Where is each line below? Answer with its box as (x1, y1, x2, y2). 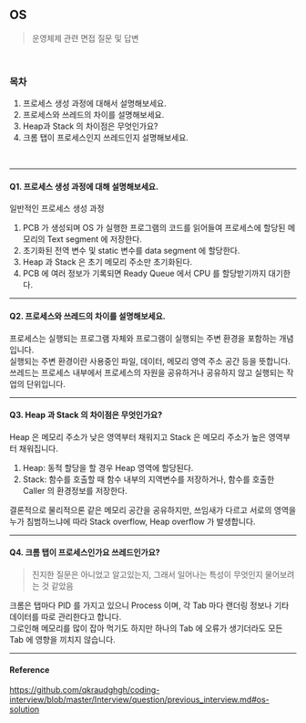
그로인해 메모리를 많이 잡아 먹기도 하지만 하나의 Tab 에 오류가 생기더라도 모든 (9, 623, 283, 634)
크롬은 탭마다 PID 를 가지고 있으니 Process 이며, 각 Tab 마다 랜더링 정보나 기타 (9, 600, 290, 611)
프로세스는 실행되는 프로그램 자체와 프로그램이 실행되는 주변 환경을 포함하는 (9, 332, 278, 343)
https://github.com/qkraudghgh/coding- (9, 685, 160, 696)
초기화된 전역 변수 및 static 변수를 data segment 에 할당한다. (22, 246, 240, 257)
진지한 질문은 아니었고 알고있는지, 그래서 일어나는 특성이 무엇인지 (31, 569, 263, 580)
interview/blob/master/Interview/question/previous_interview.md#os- (9, 694, 270, 706)
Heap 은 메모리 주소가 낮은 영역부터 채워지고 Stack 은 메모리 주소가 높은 (9, 431, 267, 442)
